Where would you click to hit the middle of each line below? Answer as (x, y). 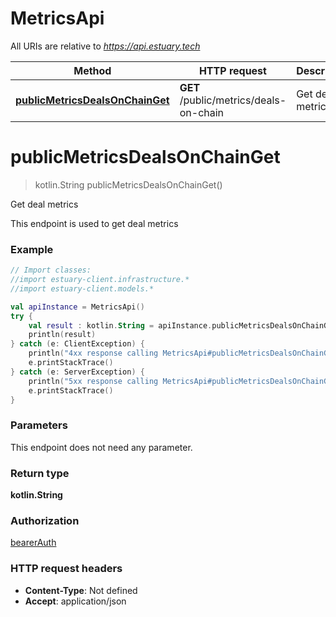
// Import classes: (51, 270)
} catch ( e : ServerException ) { (77, 372)
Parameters (39, 425)
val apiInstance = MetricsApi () (77, 307)
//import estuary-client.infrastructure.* (100, 280)
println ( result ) (62, 335)
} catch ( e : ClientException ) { (77, 344)
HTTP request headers (66, 569)
